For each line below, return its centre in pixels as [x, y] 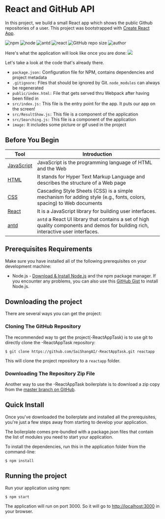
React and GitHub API [50, 9]
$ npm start [17, 497]
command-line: [20, 452]
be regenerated [28, 88]
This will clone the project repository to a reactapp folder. [63, 360]
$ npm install [20, 461]
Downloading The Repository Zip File [50, 373]
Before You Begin [32, 140]
